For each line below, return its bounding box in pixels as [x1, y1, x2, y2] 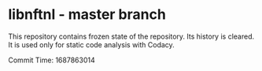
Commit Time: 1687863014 [8, 55, 96, 65]
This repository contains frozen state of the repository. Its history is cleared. [8, 32, 254, 41]
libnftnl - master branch [8, 6, 167, 24]
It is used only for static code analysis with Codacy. [8, 39, 175, 49]
